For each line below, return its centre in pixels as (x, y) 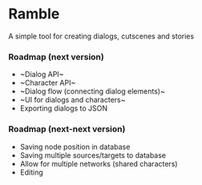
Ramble (34, 14)
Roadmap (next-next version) (67, 129)
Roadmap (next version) (56, 57)
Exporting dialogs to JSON (64, 108)
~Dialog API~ (42, 74)
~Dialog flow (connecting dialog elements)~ (93, 91)
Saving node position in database (75, 147)
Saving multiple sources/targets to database (93, 155)
